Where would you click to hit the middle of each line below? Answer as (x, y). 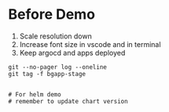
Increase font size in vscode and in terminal (90, 44)
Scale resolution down (55, 36)
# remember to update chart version (68, 101)
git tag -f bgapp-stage (47, 74)
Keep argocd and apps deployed (72, 52)
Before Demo (52, 14)
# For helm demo (35, 94)
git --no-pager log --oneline (58, 67)
